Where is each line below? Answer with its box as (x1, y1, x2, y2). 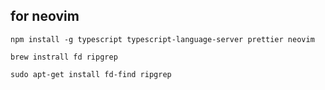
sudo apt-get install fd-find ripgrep (10, 69, 172, 79)
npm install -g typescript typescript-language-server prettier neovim (10, 34, 315, 44)
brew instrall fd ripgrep (10, 52, 118, 62)
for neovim (10, 8, 80, 25)
